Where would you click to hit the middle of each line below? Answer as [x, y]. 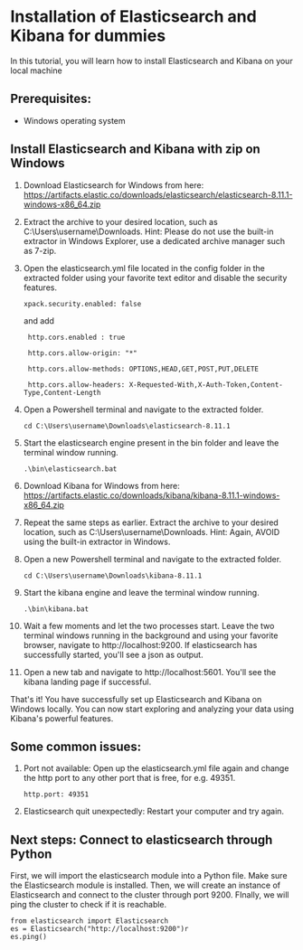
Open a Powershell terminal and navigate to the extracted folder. [143, 409]
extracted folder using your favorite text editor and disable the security [155, 277]
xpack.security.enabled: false [82, 304]
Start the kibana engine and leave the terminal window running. [142, 592]
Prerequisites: [51, 99]
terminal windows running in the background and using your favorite [151, 635]
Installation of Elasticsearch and [133, 17]
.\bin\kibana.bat [56, 609]
